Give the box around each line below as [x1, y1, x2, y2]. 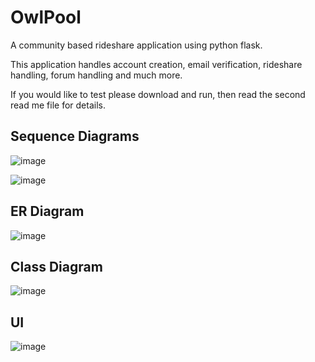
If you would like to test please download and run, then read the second [10, 88, 306, 100]
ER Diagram [10, 203, 85, 220]
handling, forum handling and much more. [10, 69, 183, 81]
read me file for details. [10, 99, 106, 111]
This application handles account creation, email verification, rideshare [10, 58, 303, 70]
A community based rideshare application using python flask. [10, 39, 263, 51]
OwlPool [10, 6, 82, 29]
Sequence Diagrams [10, 128, 140, 145]
